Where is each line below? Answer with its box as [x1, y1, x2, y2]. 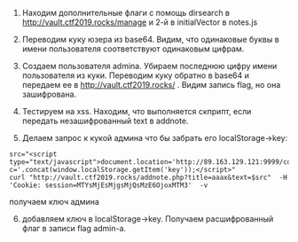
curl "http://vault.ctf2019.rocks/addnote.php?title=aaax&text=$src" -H [9, 173, 288, 182]
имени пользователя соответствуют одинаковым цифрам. [21, 43, 245, 54]
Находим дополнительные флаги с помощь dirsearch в [21, 8, 231, 18]
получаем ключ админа [9, 197, 100, 207]
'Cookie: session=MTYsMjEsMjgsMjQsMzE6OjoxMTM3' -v [9, 181, 208, 190]
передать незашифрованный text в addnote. [21, 115, 189, 126]
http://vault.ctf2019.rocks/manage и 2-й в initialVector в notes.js [21, 17, 258, 27]
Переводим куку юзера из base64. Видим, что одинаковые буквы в [21, 35, 279, 44]
